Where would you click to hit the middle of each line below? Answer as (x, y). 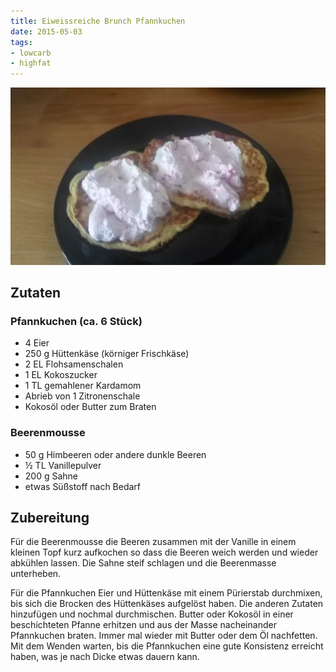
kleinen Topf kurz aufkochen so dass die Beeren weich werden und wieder (164, 552)
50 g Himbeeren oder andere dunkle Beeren (115, 454)
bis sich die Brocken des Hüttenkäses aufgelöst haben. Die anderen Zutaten (167, 604)
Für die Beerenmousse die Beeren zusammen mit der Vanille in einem (153, 542)
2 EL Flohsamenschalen (74, 364)
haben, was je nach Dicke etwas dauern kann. (105, 657)
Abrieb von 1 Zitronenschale (82, 396)
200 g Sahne (51, 476)
